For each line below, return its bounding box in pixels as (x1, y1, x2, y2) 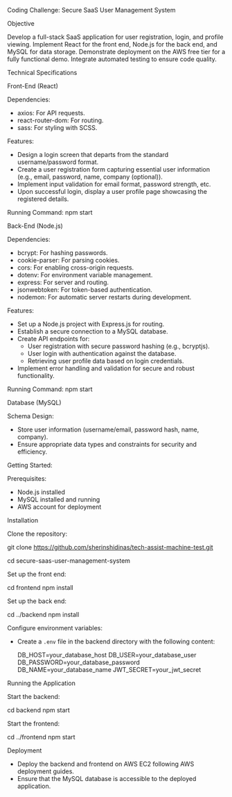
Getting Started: (7, 461, 53, 469)
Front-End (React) (7, 82, 59, 90)
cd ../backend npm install (7, 611, 80, 618)
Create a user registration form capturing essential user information (17, 165, 210, 173)
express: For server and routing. (17, 278, 109, 286)
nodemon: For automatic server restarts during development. (17, 293, 192, 301)
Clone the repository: (7, 529, 68, 538)
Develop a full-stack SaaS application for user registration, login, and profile (7, 33, 224, 41)
